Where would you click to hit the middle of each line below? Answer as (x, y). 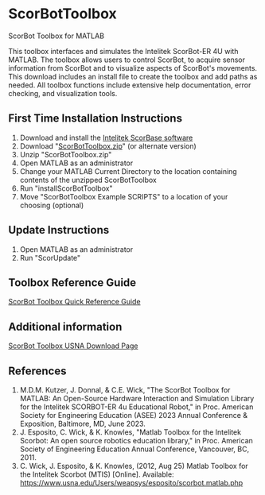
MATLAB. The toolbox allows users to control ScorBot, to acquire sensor (127, 60)
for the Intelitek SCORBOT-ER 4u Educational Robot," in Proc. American (136, 407)
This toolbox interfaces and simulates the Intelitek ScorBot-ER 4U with (123, 51)
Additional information (65, 327)
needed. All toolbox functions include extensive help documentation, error (130, 85)
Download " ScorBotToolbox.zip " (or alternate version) (108, 146)
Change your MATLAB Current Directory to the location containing (128, 171)
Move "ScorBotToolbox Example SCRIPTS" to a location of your (124, 196)
